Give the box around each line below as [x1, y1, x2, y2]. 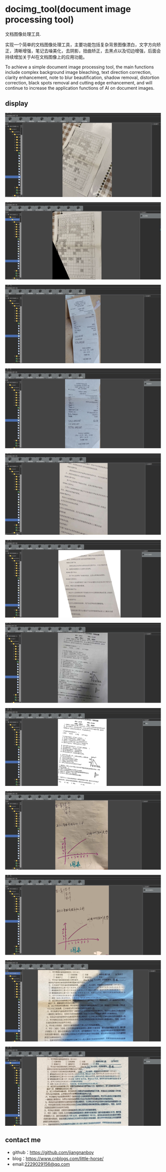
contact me [5, 1135, 41, 1144]
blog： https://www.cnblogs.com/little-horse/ [12, 1156, 104, 1162]
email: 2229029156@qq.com [12, 1161, 70, 1167]
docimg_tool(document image [5, 3, 131, 15]
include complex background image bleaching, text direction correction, [5, 69, 152, 75]
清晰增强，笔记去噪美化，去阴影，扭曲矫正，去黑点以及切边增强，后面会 [13, 48, 161, 54]
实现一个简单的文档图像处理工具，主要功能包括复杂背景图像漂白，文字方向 [5, 41, 157, 48]
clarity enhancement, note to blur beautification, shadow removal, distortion [5, 74, 160, 80]
